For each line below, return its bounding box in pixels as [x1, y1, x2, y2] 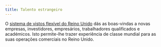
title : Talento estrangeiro [5, 7, 63, 12]
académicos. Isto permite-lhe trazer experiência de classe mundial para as [5, 31, 156, 37]
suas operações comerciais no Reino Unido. [5, 36, 94, 42]
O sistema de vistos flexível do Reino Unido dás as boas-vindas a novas [5, 21, 151, 26]
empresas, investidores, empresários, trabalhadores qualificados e [5, 25, 140, 32]
